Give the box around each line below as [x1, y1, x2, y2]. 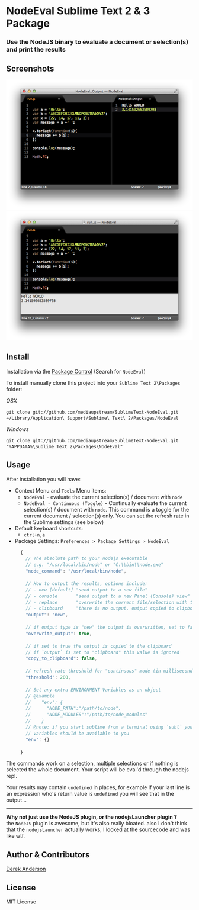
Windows [6, 425, 30, 433]
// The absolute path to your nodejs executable [25, 555, 148, 562]
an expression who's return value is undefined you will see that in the [6, 790, 175, 798]
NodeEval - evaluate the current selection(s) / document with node [23, 493, 183, 500]
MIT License [6, 898, 37, 905]
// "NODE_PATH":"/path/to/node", [25, 706, 121, 712]
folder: [6, 385, 23, 393]
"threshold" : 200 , [25, 674, 71, 680]
